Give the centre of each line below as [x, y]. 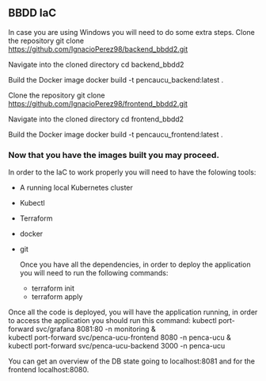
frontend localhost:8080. [49, 370]
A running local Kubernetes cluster [76, 188]
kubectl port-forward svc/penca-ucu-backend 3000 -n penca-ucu [117, 346]
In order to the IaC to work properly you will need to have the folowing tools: [132, 172]
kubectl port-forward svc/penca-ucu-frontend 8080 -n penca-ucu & [120, 337]
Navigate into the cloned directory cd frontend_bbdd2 [96, 119]
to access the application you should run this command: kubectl [112, 321]
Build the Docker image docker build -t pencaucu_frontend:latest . [116, 134]
